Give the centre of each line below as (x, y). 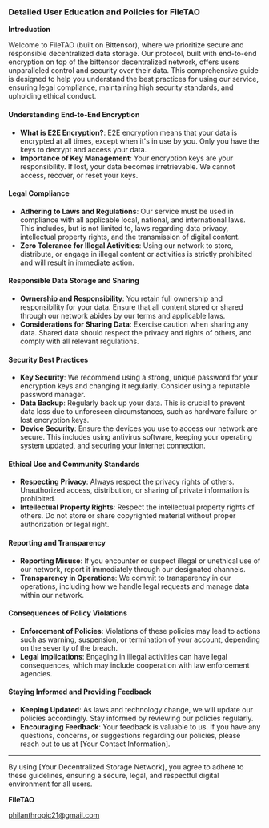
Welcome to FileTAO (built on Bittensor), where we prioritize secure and (126, 45)
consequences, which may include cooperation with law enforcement (134, 665)
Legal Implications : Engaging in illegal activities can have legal (124, 656)
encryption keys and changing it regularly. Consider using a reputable (135, 386)
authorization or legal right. (64, 525)
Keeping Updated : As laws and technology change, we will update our (137, 709)
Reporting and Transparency (57, 542)
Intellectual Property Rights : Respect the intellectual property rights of (137, 507)
